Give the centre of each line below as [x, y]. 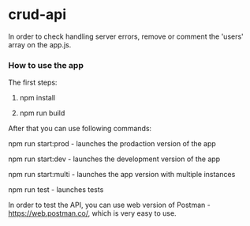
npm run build [42, 113]
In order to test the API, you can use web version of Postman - [109, 205]
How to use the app [46, 65]
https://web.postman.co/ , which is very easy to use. [92, 213]
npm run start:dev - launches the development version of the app [114, 159]
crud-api [37, 15]
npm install [37, 98]
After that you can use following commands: [80, 129]
